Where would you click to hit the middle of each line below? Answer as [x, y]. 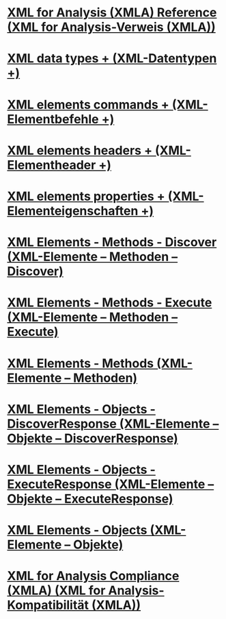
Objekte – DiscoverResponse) [93, 438]
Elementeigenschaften [73, 211]
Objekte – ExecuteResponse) [90, 499]
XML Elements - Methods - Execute [110, 303]
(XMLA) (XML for [56, 591]
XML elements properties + [86, 196]
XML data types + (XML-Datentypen [112, 59]
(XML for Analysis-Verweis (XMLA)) [112, 27]
